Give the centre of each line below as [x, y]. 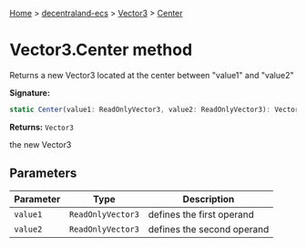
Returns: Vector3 [42, 127]
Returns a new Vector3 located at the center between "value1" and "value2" [152, 75]
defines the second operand [209, 229]
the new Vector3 [41, 144]
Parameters [43, 174]
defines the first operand [201, 214]
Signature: [30, 93]
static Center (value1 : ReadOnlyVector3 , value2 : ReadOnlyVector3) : [140, 109]
